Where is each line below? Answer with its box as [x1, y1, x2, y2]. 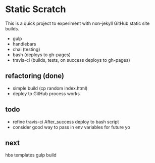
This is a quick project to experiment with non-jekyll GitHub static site [5, 20, 150, 26]
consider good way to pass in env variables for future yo [12, 124, 130, 130]
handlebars [12, 40, 36, 47]
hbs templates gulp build [5, 152, 57, 158]
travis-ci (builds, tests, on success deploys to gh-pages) [12, 57, 130, 63]
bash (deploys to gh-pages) [12, 52, 71, 58]
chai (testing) [12, 46, 40, 52]
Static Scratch [5, 4, 66, 15]
